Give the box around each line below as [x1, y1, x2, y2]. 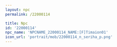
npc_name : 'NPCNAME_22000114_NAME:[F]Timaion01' [5, 30, 108, 35]
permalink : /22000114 [5, 12, 50, 17]
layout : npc [5, 7, 30, 12]
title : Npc [5, 21, 28, 26]
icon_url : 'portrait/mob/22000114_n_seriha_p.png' [5, 35, 113, 40]
